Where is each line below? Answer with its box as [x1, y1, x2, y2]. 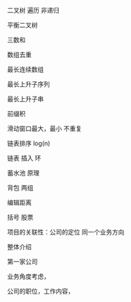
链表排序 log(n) [7, 139, 51, 148]
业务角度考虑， [7, 272, 50, 280]
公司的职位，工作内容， [7, 287, 74, 295]
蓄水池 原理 [7, 169, 40, 177]
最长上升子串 [7, 95, 44, 103]
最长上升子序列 [7, 80, 50, 88]
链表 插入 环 [7, 154, 42, 162]
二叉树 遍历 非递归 [7, 6, 60, 14]
